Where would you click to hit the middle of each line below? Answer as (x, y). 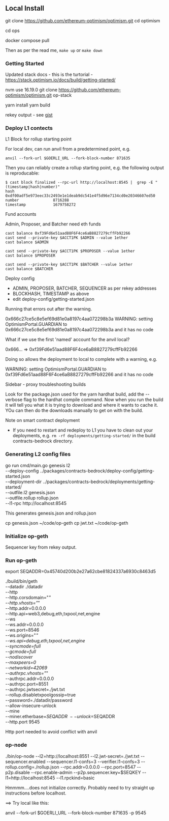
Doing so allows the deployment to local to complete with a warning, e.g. (81, 359)
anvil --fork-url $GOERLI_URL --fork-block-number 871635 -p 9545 (76, 813)
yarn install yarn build (28, 105)
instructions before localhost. (36, 793)
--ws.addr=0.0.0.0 (25, 625)
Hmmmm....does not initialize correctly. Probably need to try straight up (80, 787)
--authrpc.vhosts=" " (27, 673)
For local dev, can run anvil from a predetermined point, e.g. (68, 149)
